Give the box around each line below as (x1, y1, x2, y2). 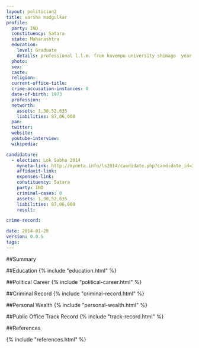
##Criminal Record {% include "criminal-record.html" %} (6, 290, 145, 297)
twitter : (11, 124, 33, 130)
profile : (6, 20, 28, 25)
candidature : (6, 152, 38, 158)
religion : (11, 75, 36, 81)
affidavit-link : (17, 168, 57, 174)
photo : (11, 58, 28, 64)
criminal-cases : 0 (17, 190, 62, 196)
